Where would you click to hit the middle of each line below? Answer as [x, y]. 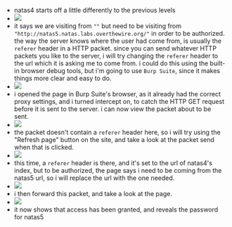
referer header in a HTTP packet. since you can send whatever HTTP [115, 48]
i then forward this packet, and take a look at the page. [93, 194]
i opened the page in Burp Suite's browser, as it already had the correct [117, 94]
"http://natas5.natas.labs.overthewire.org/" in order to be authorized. [119, 33]
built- [218, 63]
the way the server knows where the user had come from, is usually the [118, 41]
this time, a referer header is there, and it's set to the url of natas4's [113, 163]
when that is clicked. [44, 147]
